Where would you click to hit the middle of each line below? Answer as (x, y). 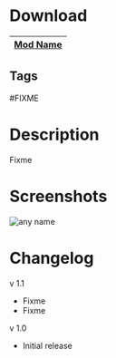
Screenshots (58, 196)
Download (48, 16)
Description (54, 135)
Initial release (47, 345)
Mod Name (38, 44)
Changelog (52, 258)
